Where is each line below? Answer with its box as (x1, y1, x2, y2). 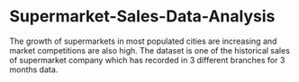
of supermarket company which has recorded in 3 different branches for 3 (9, 54, 285, 65)
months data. (9, 64, 59, 75)
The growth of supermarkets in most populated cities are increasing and (9, 36, 277, 46)
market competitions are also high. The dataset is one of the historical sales (9, 45, 291, 55)
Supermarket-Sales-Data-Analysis (9, 6, 276, 27)
